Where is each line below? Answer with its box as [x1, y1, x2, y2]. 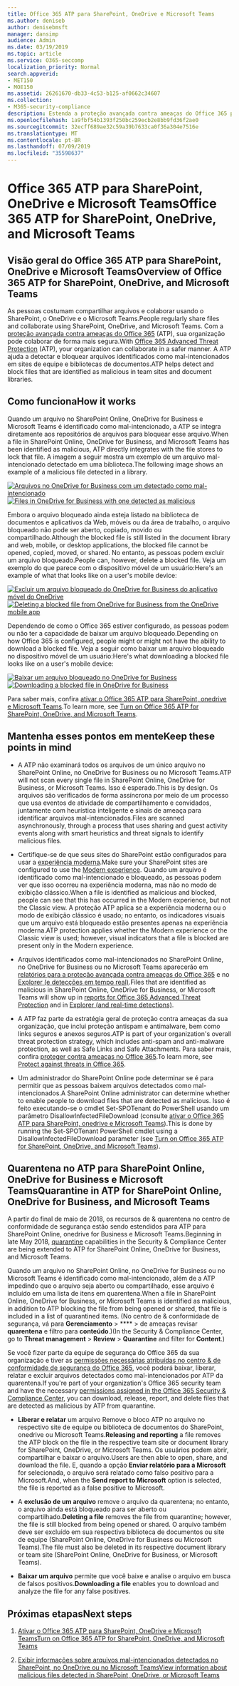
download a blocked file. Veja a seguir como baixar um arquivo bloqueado [7, 644, 225, 653]
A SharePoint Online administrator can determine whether [60, 1089, 230, 1097]
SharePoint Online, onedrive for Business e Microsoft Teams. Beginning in [7, 1230, 222, 1239]
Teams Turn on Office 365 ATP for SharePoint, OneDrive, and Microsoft [17, 1635, 225, 1643]
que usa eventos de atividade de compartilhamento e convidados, [17, 798, 212, 807]
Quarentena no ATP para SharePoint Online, [7, 1162, 205, 1174]
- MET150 [7, 76, 33, 84]
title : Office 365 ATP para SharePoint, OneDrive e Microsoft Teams [7, 10, 215, 18]
